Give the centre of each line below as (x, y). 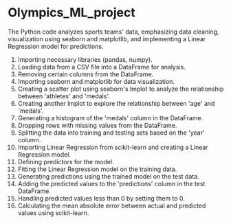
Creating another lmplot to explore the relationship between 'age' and (116, 103)
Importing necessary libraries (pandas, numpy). (85, 59)
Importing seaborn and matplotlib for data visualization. (96, 81)
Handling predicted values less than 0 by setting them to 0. (101, 198)
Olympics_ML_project (72, 13)
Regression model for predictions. (56, 46)
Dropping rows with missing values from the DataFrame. (97, 125)
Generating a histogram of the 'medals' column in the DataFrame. (110, 117)
